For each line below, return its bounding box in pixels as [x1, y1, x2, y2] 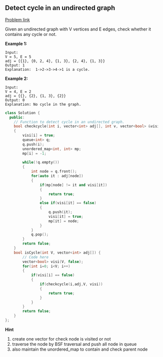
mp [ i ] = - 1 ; [22, 151, 47, 156]
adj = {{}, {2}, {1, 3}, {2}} [5, 93, 66, 98]
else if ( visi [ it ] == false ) [39, 201, 97, 206]
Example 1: [5, 41, 28, 47]
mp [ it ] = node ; [48, 218, 79, 224]
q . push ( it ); [48, 210, 73, 215]
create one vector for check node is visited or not [12, 336, 111, 341]
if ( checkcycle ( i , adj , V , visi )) [39, 282, 103, 287]
